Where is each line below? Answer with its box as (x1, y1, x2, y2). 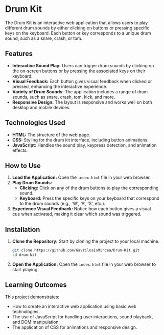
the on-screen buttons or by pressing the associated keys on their (12, 68, 146, 74)
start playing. (12, 266, 39, 272)
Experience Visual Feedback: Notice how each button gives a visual (12, 206, 151, 212)
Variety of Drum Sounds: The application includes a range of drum (12, 88, 148, 94)
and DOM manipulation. (12, 319, 60, 325)
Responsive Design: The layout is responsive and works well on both (12, 99, 153, 105)
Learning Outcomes (5, 281, 67, 289)
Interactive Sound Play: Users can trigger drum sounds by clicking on (12, 62, 154, 68)
